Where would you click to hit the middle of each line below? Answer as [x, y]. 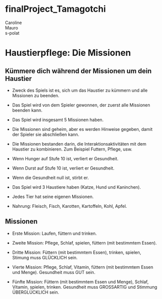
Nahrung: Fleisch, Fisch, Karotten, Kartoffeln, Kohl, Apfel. [70, 206]
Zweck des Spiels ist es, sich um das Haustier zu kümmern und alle [80, 90]
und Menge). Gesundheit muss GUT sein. [54, 272]
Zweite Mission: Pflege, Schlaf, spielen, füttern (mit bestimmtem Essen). [84, 243]
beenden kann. [27, 110]
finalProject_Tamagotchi [56, 9]
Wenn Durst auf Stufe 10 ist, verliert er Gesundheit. [63, 168]
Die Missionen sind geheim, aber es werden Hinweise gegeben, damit [82, 129]
